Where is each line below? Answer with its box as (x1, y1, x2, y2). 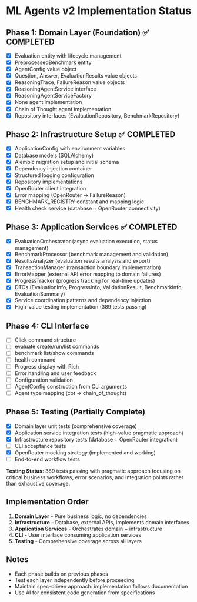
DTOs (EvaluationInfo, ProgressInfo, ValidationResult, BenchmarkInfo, (14, 284, 183, 291)
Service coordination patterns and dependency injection (14, 297, 151, 304)
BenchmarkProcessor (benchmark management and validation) (14, 250, 169, 257)
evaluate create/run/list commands (14, 343, 99, 350)
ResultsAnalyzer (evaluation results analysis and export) (14, 257, 151, 264)
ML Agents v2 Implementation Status (6, 4, 192, 18)
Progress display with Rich (14, 363, 79, 370)
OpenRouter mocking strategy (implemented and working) (14, 449, 156, 456)
